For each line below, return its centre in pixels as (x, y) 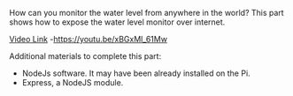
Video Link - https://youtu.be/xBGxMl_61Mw (89, 39)
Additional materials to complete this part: (85, 56)
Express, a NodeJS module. (73, 82)
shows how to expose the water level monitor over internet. (117, 22)
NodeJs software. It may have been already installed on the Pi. (136, 73)
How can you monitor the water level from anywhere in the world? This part (147, 13)
